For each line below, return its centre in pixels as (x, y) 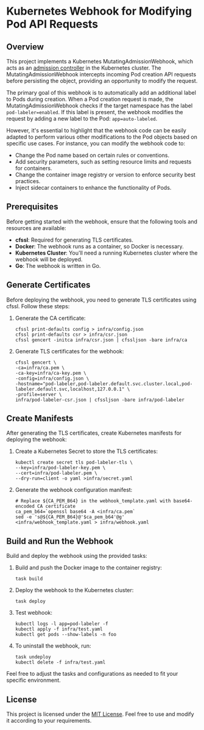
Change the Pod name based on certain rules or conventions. (92, 155)
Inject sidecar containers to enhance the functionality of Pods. (93, 188)
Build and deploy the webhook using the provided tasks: (77, 556)
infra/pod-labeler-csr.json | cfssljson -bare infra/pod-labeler (100, 400)
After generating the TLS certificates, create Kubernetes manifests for (94, 433)
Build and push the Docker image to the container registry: (89, 568)
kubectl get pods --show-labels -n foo (66, 635)
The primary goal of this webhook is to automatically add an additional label (101, 92)
